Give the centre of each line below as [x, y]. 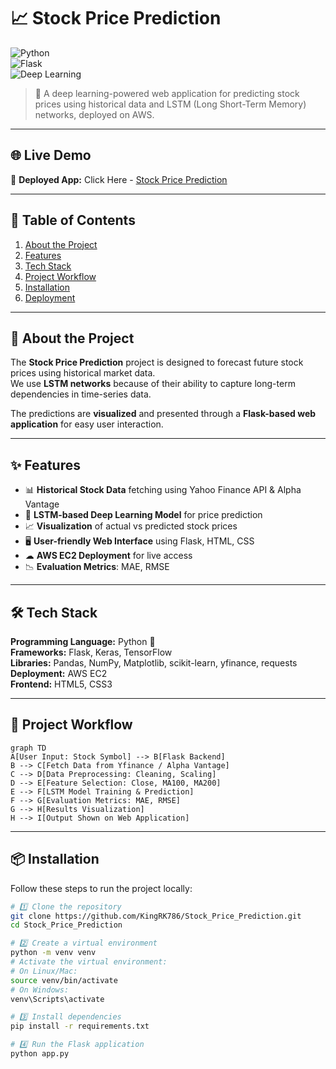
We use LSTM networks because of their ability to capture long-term [153, 384]
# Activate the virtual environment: [89, 962]
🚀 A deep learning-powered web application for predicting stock [167, 93]
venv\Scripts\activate [57, 999]
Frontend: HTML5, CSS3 [61, 684]
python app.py [40, 1054]
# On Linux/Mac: [44, 971]
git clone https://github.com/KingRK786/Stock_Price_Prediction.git [156, 916]
